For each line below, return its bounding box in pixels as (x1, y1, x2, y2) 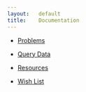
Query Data (17, 50, 51, 58)
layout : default (7, 10, 61, 18)
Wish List (17, 77, 44, 85)
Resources (17, 63, 49, 72)
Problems (17, 36, 45, 44)
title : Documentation (7, 17, 80, 24)
